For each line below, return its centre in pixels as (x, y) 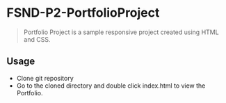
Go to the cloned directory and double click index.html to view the (111, 86)
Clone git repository (45, 78)
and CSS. (37, 39)
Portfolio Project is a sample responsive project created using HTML (121, 32)
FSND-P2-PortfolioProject (83, 13)
